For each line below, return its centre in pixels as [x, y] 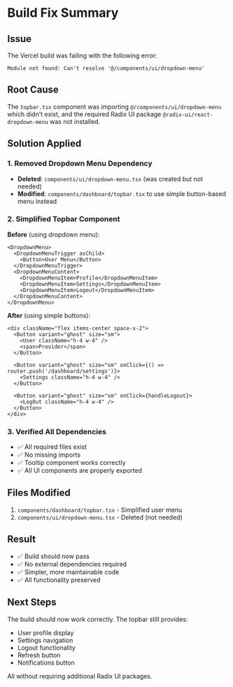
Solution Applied [44, 144]
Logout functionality [46, 647]
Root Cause [33, 90]
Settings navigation [45, 640]
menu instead [37, 201]
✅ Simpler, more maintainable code [68, 571]
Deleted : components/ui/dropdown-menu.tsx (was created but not [110, 179]
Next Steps [32, 603]
